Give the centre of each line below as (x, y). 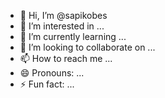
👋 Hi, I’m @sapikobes (63, 15)
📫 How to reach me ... (66, 58)
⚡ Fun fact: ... (47, 84)
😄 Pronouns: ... (52, 73)
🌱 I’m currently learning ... (73, 36)
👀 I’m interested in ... (62, 26)
